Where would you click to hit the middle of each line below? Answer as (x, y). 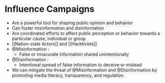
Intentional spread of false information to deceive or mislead (80, 65)
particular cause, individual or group (49, 39)
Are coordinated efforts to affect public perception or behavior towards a (86, 33)
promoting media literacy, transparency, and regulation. (68, 75)
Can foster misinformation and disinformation (58, 28)
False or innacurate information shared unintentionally (74, 54)
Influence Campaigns (50, 9)
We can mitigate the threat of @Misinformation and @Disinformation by (84, 70)
